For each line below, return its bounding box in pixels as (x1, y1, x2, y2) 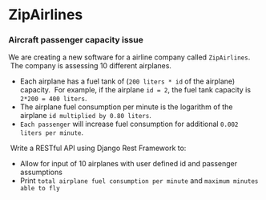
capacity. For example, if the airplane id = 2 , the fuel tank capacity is (19, 85, 251, 95)
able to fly (19, 185, 60, 193)
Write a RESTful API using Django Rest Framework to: (10, 143, 187, 153)
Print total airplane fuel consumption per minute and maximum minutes (19, 176, 259, 186)
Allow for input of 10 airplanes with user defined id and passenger (19, 159, 238, 169)
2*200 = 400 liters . (19, 94, 87, 104)
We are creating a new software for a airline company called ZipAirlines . (8, 52, 251, 62)
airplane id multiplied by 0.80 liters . (19, 111, 152, 120)
